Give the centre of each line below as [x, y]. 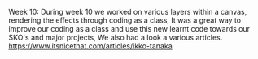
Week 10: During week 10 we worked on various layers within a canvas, [128, 12]
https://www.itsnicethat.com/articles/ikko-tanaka [90, 46]
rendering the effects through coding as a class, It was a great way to [125, 20]
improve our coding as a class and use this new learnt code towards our [129, 29]
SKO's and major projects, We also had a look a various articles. [116, 37]
